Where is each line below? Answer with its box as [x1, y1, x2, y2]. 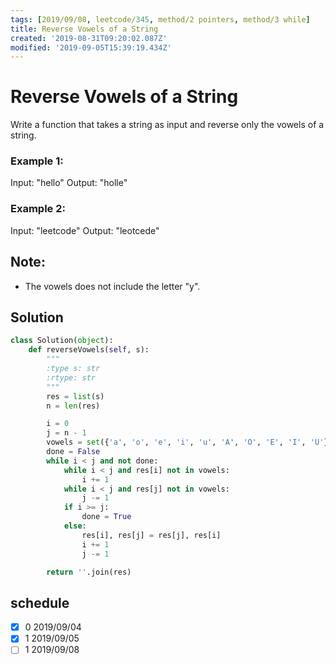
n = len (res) [46, 401, 101, 411]
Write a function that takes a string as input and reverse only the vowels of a [10, 119, 325, 131]
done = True [81, 512, 132, 522]
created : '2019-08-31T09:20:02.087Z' [10, 33, 168, 43]
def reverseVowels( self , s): [28, 345, 150, 355]
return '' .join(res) [46, 567, 132, 577]
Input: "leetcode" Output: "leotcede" [10, 224, 160, 236]
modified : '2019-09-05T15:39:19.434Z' [10, 42, 172, 53]
